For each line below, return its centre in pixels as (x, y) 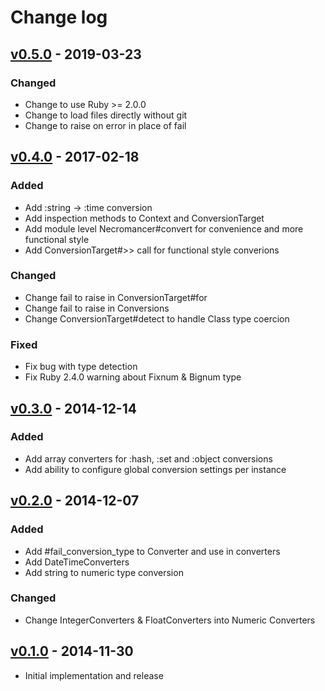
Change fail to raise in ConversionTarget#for (116, 297)
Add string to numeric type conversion (104, 572)
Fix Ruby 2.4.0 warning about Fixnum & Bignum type (133, 377)
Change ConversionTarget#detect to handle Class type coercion (157, 318)
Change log (59, 17)
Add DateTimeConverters (77, 562)
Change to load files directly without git (106, 115)
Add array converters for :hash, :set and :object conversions (148, 458)
